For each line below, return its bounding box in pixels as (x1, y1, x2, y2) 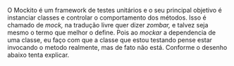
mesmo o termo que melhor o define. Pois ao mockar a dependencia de (7, 28, 216, 37)
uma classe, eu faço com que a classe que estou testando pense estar (7, 36, 213, 44)
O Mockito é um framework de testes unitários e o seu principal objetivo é (7, 6, 222, 14)
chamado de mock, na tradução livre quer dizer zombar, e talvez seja (7, 21, 209, 29)
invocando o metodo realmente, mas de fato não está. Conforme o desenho (7, 44, 228, 51)
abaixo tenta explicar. (7, 51, 70, 59)
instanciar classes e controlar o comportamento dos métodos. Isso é (7, 13, 207, 22)
